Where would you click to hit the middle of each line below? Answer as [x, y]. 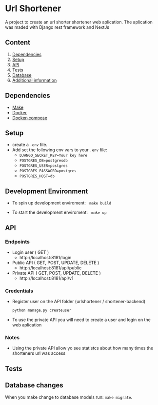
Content [18, 43]
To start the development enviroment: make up [59, 212]
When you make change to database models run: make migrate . [69, 397]
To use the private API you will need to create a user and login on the [81, 320]
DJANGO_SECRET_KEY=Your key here [53, 156]
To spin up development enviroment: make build [61, 203]
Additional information [34, 80]
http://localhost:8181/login [45, 257]
